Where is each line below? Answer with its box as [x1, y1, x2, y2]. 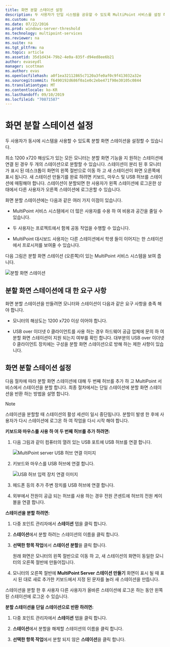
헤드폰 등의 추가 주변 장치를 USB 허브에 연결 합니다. [12, 482, 115, 488]
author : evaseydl [5, 59, 42, 64]
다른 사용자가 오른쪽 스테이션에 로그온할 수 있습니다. [18, 187, 121, 193]
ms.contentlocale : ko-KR [5, 87, 58, 93]
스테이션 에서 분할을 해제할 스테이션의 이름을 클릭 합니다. [12, 625, 124, 631]
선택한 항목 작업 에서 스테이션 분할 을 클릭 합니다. [12, 542, 107, 548]
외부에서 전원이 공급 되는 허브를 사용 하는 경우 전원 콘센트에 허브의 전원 [12, 493, 153, 499]
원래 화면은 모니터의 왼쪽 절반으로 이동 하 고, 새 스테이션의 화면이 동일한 [12, 552, 154, 559]
